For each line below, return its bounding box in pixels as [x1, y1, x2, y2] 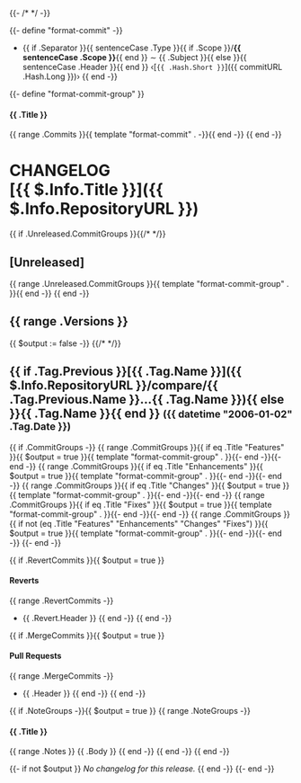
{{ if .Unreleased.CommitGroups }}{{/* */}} [9, 228, 166, 239]
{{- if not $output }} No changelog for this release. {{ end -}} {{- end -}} [9, 763, 275, 774]
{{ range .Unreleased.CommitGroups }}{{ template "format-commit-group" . [9, 278, 289, 289]
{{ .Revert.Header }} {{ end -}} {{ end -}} [22, 612, 173, 623]
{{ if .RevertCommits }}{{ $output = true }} [9, 555, 165, 565]
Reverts [9, 575, 40, 586]
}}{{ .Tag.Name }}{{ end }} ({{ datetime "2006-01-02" [9, 406, 293, 422]
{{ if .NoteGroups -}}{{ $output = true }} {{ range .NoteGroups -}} [9, 705, 252, 716]
